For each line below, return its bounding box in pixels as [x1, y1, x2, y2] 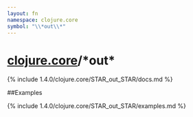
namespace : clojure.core [7, 17, 78, 23]
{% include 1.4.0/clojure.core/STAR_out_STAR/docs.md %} [7, 75, 173, 83]
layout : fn [7, 10, 38, 17]
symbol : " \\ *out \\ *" [7, 23, 67, 30]
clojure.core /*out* [7, 52, 115, 68]
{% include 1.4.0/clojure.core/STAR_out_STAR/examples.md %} [7, 102, 187, 110]
